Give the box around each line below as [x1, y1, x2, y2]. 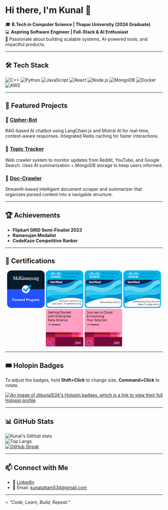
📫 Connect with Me [5, 463, 68, 472]
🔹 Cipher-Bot [5, 116, 37, 123]
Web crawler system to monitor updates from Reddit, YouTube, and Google [5, 157, 160, 163]
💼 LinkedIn [12, 479, 34, 485]
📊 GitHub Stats [5, 417, 54, 425]
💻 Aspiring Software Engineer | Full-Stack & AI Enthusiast [5, 28, 128, 34]
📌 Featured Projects [5, 101, 68, 110]
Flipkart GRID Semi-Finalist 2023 [12, 227, 82, 233]
